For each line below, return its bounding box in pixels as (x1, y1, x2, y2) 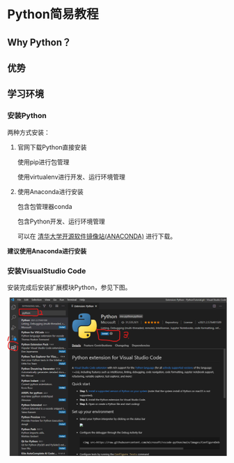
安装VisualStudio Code (7, 266, 86, 276)
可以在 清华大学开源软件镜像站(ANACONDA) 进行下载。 (17, 232, 177, 240)
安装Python (7, 111, 47, 121)
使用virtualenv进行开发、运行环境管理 (17, 172, 125, 181)
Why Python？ (7, 36, 72, 48)
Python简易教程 (7, 6, 99, 22)
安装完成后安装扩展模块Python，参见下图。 (7, 283, 132, 291)
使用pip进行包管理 (17, 158, 70, 166)
